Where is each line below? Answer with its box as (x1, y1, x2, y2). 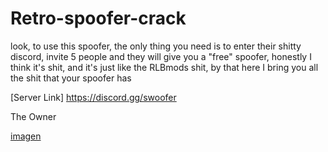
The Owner (10, 110, 57, 122)
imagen (10, 130, 42, 142)
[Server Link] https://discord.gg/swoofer (10, 91, 177, 103)
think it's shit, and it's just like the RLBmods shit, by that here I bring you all (10, 61, 319, 73)
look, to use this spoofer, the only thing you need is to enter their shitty (10, 40, 302, 52)
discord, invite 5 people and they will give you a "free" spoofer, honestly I (10, 50, 312, 62)
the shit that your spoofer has (10, 72, 132, 84)
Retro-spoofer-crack (10, 7, 187, 30)
